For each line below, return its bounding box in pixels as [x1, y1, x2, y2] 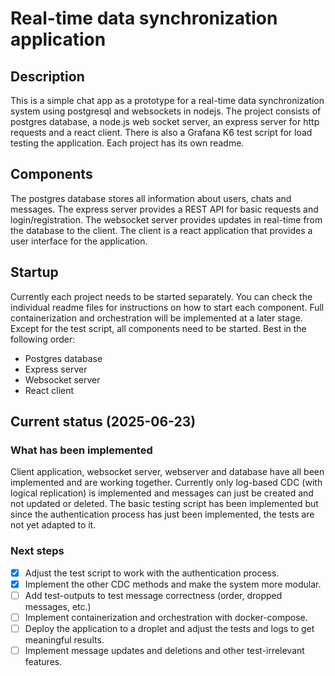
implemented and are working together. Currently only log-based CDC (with [10, 477, 323, 489]
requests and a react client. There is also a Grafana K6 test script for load [10, 127, 313, 138]
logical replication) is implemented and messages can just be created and [10, 487, 314, 499]
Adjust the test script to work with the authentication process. [24, 567, 280, 579]
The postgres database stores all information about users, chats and [10, 192, 292, 204]
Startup [10, 264, 59, 281]
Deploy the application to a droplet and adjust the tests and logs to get [24, 622, 315, 634]
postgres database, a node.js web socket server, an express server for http [10, 116, 320, 127]
